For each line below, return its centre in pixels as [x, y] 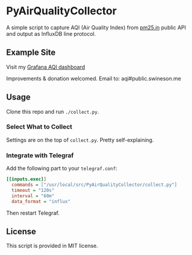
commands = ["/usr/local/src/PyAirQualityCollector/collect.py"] [95, 185]
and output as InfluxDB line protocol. [51, 33]
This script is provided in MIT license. [52, 246]
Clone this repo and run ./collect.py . [53, 111]
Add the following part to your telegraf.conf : [62, 169]
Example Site [31, 53]
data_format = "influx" [41, 201]
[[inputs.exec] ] [26, 179]
